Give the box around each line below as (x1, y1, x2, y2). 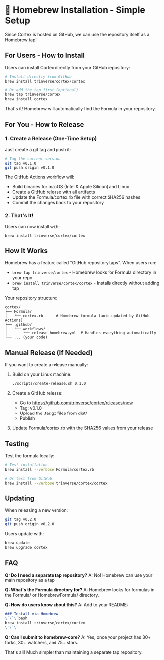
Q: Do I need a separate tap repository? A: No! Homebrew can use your (5, 572, 153, 578)
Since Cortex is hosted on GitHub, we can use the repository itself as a (5, 31, 150, 37)
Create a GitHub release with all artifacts (12, 189, 95, 195)
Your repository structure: (5, 295, 58, 301)
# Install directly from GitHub (5, 74, 72, 79)
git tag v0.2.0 (5, 517, 37, 522)
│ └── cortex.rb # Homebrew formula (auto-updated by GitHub (5, 313, 150, 319)
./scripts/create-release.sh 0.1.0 (12, 381, 86, 386)
